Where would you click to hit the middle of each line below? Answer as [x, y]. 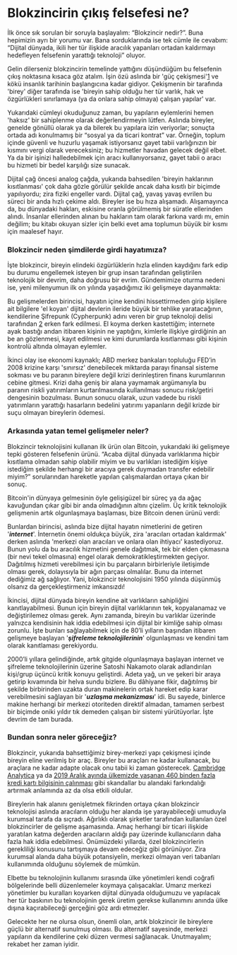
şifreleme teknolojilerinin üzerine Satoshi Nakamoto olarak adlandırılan [109, 667]
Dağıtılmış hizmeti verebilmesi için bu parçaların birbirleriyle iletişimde [109, 564]
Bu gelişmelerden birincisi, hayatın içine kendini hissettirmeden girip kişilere [117, 301]
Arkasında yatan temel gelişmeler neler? [78, 431]
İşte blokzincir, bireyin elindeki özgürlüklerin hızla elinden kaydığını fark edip [118, 265]
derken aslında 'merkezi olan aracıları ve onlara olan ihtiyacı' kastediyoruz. [115, 541]
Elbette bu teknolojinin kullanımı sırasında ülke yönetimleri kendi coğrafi [111, 877]
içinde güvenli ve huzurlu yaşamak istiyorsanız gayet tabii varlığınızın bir [112, 142]
